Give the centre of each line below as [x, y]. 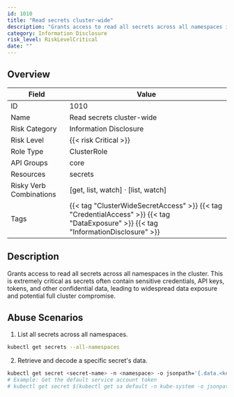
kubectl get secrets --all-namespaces [63, 347]
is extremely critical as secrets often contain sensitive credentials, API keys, [116, 281]
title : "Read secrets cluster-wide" [60, 20]
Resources [28, 174]
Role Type [27, 151]
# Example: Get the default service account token [82, 380]
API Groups [29, 163]
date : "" [20, 46]
